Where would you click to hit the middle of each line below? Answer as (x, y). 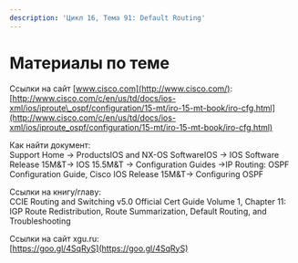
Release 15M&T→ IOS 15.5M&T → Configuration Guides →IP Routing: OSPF (149, 164)
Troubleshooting (40, 221)
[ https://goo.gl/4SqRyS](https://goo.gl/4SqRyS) (99, 248)
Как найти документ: (50, 145)
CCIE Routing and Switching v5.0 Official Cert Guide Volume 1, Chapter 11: (148, 201)
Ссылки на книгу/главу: (56, 192)
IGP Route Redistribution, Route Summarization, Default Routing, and (138, 211)
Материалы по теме (90, 63)
